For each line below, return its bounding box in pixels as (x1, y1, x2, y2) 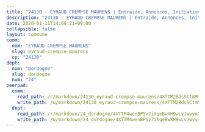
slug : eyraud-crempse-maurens (12, 49, 88, 55)
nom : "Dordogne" (12, 65, 53, 72)
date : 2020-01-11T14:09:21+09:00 (6, 20, 92, 26)
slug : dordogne (12, 71, 51, 77)
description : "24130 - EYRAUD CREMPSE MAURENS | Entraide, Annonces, (6, 15, 187, 21)
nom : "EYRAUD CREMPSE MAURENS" (12, 43, 92, 49)
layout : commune (6, 32, 48, 38)
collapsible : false (6, 26, 56, 32)
